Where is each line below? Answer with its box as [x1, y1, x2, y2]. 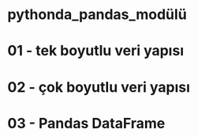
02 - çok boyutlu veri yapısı [7, 78, 191, 96]
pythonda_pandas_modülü [7, 6, 187, 24]
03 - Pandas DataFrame [7, 114, 166, 132]
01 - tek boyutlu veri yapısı [7, 42, 185, 60]
